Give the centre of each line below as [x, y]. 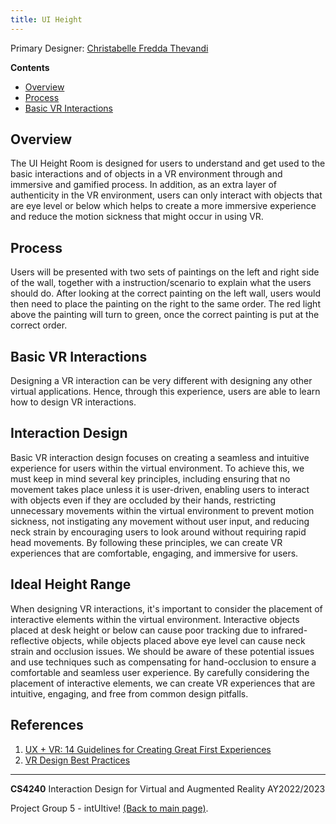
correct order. [39, 325]
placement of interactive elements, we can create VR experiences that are [163, 683]
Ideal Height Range [71, 584]
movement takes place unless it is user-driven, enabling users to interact [160, 489]
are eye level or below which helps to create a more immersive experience [163, 206]
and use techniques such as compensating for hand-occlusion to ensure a [163, 662]
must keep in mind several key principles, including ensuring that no [150, 478]
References [47, 725]
